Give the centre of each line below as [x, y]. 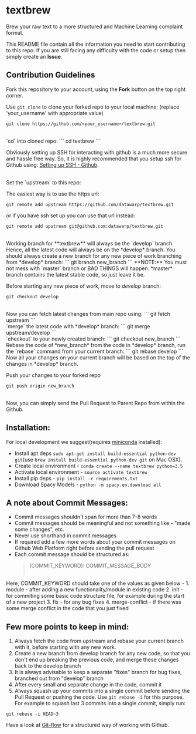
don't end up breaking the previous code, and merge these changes [97, 660]
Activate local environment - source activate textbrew [81, 472]
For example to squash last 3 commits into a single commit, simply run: [100, 703]
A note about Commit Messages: [67, 503]
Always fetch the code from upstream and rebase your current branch [99, 641]
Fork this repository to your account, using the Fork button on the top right [96, 89]
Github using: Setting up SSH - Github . [52, 164]
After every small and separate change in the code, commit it [88, 685]
